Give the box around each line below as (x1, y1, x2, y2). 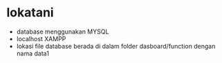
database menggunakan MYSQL (16, 27, 109, 36)
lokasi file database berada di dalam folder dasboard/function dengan (16, 42, 216, 50)
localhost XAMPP (16, 34, 66, 42)
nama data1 (16, 49, 50, 58)
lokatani (6, 5, 54, 21)
